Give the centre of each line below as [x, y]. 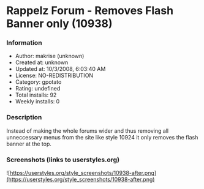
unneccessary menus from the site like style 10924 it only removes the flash [102, 137]
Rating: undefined [38, 89]
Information [24, 43]
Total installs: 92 [36, 95]
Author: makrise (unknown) [50, 56]
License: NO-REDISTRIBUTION [54, 76]
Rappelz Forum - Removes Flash [90, 11]
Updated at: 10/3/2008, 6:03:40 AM [60, 69]
